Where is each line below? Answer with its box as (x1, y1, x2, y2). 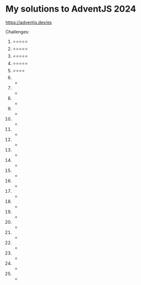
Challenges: (5, 29, 30, 34)
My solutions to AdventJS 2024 (5, 3, 137, 15)
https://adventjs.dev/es (5, 19, 52, 25)
